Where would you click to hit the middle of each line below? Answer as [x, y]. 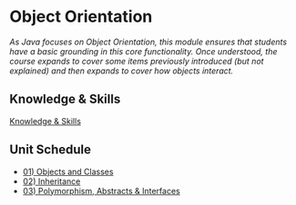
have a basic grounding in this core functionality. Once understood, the [143, 51]
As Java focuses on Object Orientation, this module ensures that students [148, 42]
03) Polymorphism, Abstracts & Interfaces [101, 190]
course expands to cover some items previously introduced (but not [137, 61]
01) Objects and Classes [68, 171]
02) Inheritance [51, 181]
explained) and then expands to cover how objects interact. [122, 71]
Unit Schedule [51, 150]
